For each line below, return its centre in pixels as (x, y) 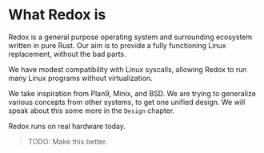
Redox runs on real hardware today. (67, 126)
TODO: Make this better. (68, 141)
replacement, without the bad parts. (67, 54)
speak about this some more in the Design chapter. (92, 111)
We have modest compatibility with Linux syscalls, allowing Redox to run (128, 69)
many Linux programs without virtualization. (81, 78)
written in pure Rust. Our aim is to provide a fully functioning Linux (117, 45)
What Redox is (57, 15)
